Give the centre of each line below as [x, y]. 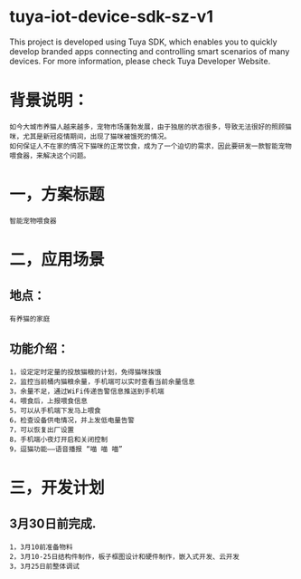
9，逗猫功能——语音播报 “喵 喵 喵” [66, 449]
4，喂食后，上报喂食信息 [48, 400]
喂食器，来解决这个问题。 [50, 156]
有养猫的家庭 [30, 319]
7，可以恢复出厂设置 [42, 429]
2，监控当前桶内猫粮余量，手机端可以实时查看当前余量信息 [103, 381]
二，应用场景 [57, 259]
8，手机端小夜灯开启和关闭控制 [59, 439]
